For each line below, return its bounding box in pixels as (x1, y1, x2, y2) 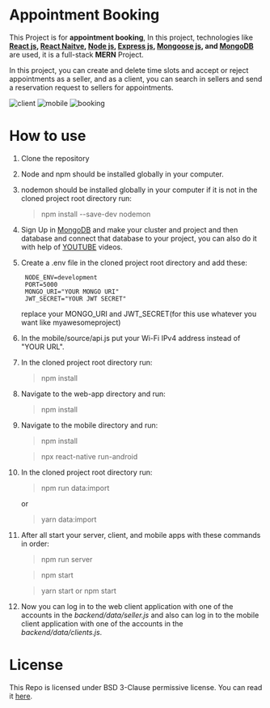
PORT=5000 (24, 280, 58, 288)
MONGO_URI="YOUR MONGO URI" (24, 288, 120, 296)
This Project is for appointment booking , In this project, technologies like (9, 32, 254, 42)
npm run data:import (40, 483, 110, 493)
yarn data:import (40, 514, 97, 524)
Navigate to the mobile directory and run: (20, 420, 158, 430)
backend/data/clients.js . (20, 627, 103, 637)
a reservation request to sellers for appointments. (9, 83, 174, 92)
